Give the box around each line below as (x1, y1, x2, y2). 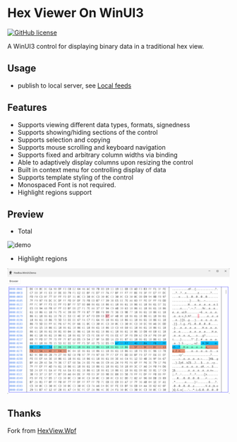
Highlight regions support (17, 188, 92, 196)
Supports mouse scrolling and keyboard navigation (17, 143, 166, 151)
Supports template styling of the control (17, 173, 134, 181)
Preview (7, 208, 44, 220)
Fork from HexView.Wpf (7, 426, 77, 435)
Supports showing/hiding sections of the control (17, 128, 158, 136)
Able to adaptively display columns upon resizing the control (17, 157, 194, 167)
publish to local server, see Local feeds (17, 81, 132, 90)
